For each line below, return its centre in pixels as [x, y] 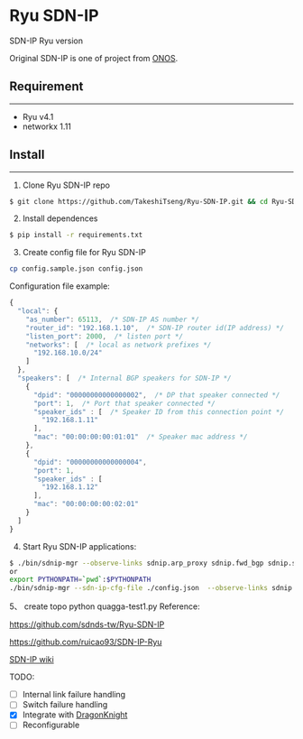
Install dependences [60, 218]
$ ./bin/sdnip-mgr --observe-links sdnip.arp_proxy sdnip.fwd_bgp [137, 563]
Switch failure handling [65, 705]
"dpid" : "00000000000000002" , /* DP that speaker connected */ [156, 395]
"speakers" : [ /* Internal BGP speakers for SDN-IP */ [124, 379]
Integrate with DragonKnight [75, 715]
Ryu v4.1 [38, 116]
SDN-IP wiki [32, 660]
